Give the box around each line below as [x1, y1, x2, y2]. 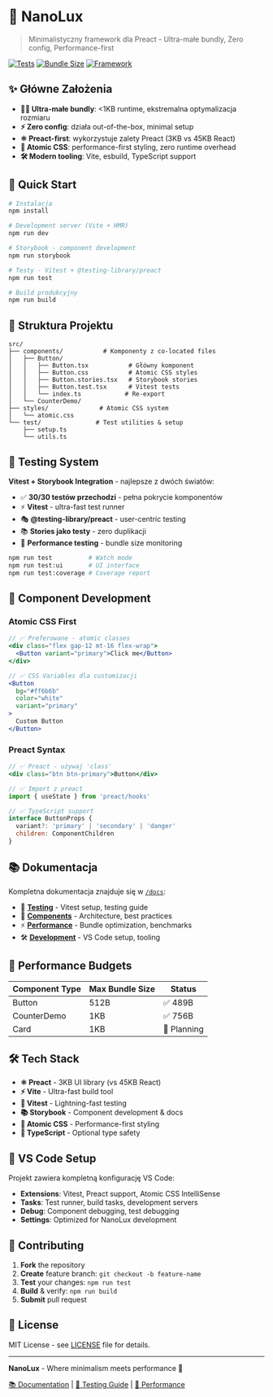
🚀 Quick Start [8, 178, 77, 192]
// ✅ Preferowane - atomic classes [8, 634, 131, 642]
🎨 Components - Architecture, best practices [19, 911, 172, 921]
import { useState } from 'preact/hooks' [8, 792, 151, 800]
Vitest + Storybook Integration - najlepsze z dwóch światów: [8, 476, 215, 486]
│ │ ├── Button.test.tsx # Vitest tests [8, 383, 180, 392]
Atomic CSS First [8, 615, 77, 627]
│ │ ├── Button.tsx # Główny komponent [8, 361, 195, 370]
